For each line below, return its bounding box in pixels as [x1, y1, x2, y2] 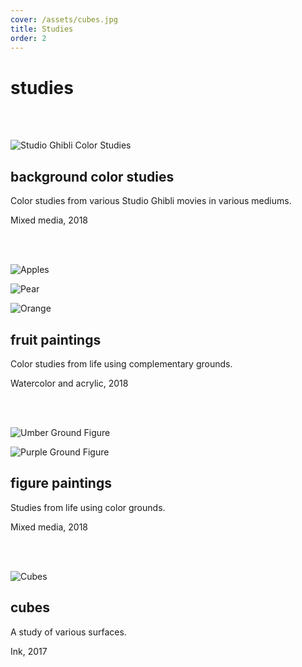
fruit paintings [10, 331, 102, 348]
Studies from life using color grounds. [10, 501, 166, 513]
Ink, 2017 [10, 645, 48, 657]
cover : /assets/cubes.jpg [10, 14, 118, 25]
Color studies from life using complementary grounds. [10, 357, 233, 370]
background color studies [10, 168, 175, 185]
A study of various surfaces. [10, 626, 127, 638]
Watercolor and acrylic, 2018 [10, 377, 129, 389]
